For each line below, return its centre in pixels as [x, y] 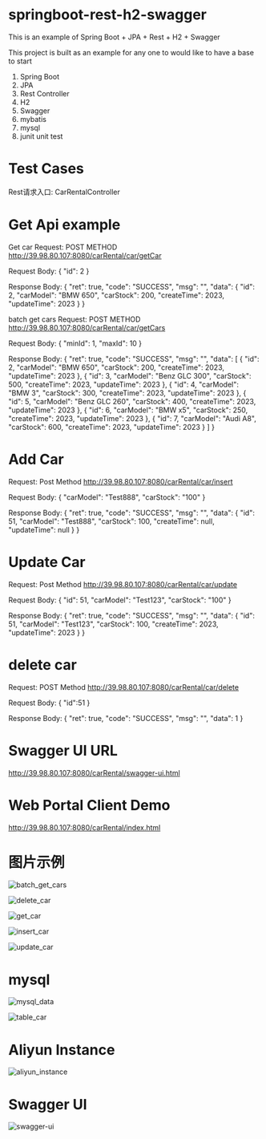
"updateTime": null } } [44, 529]
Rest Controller [44, 93]
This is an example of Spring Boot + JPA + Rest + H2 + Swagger [114, 37]
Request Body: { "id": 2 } [49, 271]
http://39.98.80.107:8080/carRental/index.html [85, 827]
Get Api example [64, 225]
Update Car [47, 562]
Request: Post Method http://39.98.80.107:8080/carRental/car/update [123, 584]
